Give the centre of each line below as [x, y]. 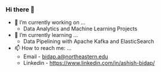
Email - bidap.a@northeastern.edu [66, 57]
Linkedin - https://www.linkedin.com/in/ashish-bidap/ [89, 63]
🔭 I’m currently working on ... [50, 23]
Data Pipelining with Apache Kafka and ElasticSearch [89, 42]
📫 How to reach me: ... [43, 48]
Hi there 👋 [20, 10]
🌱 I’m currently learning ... [46, 35]
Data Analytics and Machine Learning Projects [80, 29]
